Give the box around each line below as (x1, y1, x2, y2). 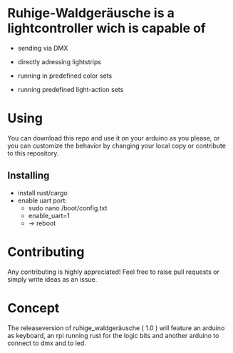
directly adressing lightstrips (17, 57, 102, 66)
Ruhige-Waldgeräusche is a (7, 5, 175, 21)
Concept (7, 300, 60, 316)
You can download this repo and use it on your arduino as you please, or (7, 133, 220, 142)
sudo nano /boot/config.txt (28, 203, 108, 212)
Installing (7, 170, 50, 182)
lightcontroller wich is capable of (7, 20, 207, 36)
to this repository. (7, 148, 59, 158)
